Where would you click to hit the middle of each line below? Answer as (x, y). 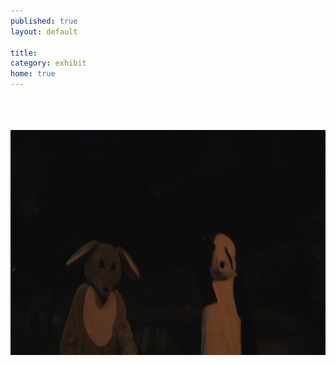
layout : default (44, 31)
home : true (33, 74)
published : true (44, 21)
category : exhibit (48, 63)
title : (24, 53)
